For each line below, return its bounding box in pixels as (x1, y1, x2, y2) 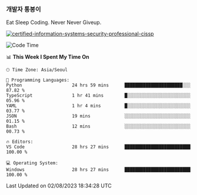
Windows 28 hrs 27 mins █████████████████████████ (6, 167, 191, 173)
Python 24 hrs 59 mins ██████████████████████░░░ (6, 82, 191, 89)
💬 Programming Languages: (6, 78, 69, 83)
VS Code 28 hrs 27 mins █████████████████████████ (6, 144, 191, 150)
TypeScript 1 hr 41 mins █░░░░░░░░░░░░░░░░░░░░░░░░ (6, 93, 191, 99)
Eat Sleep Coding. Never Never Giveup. (6, 19, 102, 26)
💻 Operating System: (6, 160, 59, 166)
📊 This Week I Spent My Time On (6, 53, 89, 60)
